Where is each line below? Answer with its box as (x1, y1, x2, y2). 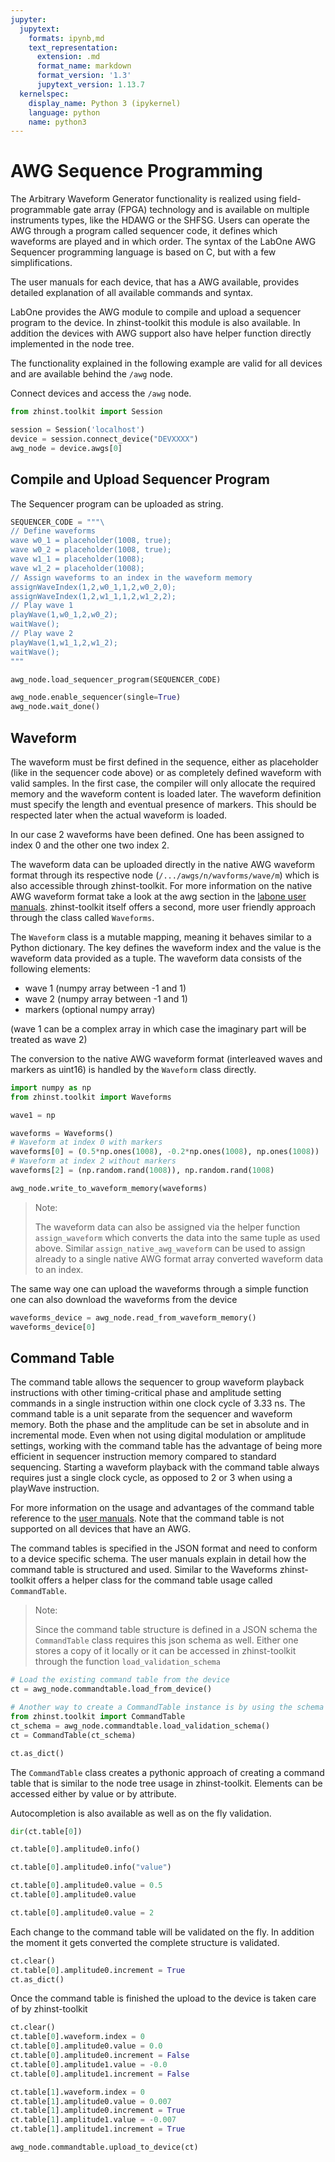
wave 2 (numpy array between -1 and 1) (24, 992, 188, 1005)
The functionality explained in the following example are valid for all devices (10, 357, 323, 370)
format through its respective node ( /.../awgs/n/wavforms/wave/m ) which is (10, 869, 320, 881)
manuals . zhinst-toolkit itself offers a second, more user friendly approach (10, 901, 317, 913)
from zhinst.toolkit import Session (10, 407, 163, 417)
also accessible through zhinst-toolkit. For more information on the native (10, 879, 313, 891)
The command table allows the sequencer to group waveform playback (10, 1376, 305, 1388)
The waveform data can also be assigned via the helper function (34, 1221, 301, 1233)
